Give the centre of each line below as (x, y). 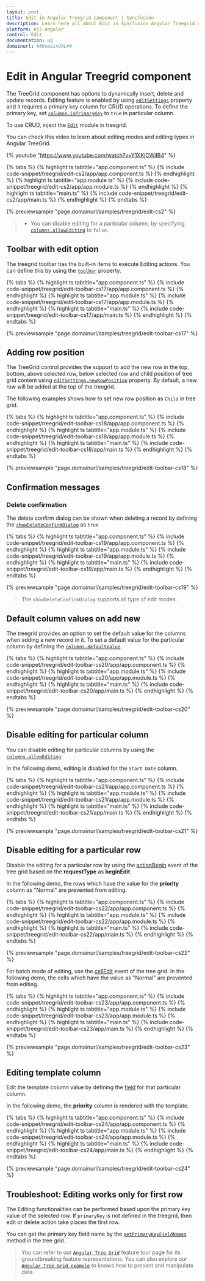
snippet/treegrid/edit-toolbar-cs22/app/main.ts (66, 934)
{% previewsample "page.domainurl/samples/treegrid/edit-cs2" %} (91, 211)
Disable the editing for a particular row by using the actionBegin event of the (102, 865)
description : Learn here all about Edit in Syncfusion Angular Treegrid (101, 23)
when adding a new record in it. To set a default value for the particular (95, 640)
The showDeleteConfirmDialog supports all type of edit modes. (99, 599)
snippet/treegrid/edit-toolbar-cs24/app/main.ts (66, 1150)
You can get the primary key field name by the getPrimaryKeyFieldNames (97, 1234)
